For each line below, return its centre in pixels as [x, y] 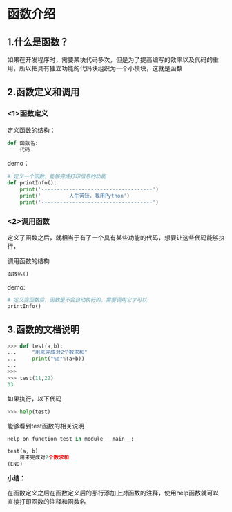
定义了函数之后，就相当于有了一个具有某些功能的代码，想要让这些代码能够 [113, 238]
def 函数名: [23, 143]
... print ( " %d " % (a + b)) [46, 359]
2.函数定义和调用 [43, 92]
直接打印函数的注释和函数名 [47, 502]
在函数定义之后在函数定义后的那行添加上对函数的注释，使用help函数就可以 [113, 493]
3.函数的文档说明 [43, 330]
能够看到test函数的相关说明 [46, 426]
